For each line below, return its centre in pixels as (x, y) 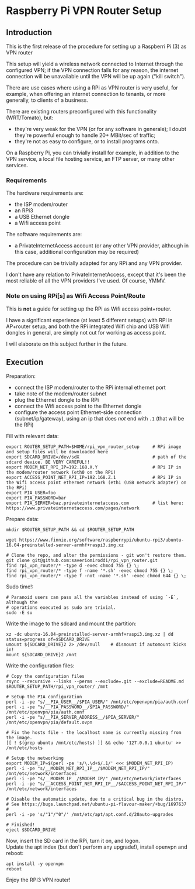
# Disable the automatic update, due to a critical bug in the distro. (95, 800)
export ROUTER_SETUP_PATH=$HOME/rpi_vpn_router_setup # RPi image (94, 447)
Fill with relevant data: (32, 436)
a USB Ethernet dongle (42, 217)
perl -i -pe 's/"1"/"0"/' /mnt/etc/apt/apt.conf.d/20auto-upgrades (90, 815)
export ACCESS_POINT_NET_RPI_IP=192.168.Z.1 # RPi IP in (94, 478)
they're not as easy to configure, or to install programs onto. (87, 141)
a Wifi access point (38, 223)
